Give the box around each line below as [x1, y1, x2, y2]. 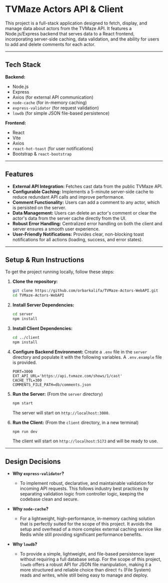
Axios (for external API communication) [12, 94, 93, 100]
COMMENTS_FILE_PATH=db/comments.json [12, 382, 91, 387]
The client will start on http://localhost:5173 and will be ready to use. [12, 438, 158, 444]
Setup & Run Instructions [5, 255, 84, 264]
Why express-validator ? [12, 470, 64, 476]
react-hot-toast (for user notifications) [12, 145, 93, 151]
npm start [12, 400, 33, 406]
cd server [12, 312, 33, 317]
